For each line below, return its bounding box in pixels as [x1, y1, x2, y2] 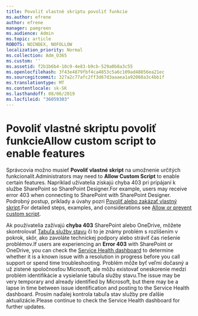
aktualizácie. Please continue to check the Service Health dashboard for [6, 297, 180, 304]
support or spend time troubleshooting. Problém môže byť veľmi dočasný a [6, 259, 189, 266]
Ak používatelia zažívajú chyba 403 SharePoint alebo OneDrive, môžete [6, 222, 181, 229]
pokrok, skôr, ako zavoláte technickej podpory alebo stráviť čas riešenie [6, 234, 181, 241]
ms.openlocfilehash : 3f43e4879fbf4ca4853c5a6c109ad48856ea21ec [6, 69, 165, 75]
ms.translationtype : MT [6, 80, 65, 86]
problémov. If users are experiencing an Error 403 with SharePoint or [6, 240, 173, 248]
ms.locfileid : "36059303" [6, 96, 70, 102]
